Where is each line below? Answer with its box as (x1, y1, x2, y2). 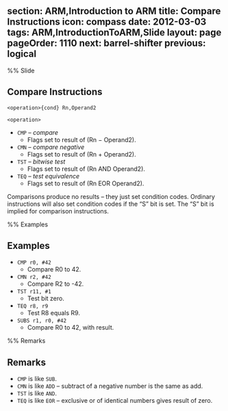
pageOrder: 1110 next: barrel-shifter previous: (7, 38, 206, 49)
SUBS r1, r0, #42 (16, 317, 67, 324)
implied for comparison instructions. (7, 207, 110, 215)
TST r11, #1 (16, 289, 51, 295)
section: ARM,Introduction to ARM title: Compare (7, 5, 221, 17)
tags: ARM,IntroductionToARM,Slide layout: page (7, 27, 222, 38)
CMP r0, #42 (16, 259, 51, 266)
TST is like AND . (16, 389, 57, 397)
